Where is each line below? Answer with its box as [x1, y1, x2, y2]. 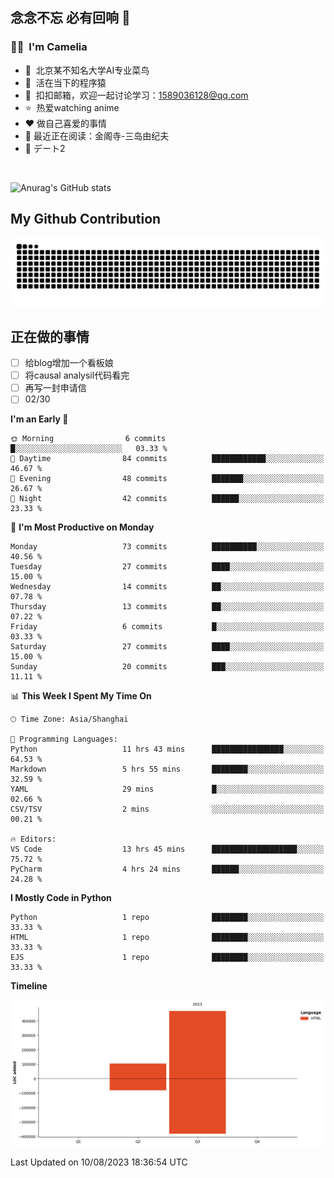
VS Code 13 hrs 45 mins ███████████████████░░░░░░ [10, 844, 325, 855]
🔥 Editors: [10, 834, 57, 845]
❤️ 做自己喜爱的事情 [24, 117, 108, 129]
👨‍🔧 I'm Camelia [10, 40, 88, 54]
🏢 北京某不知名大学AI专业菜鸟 [24, 64, 150, 76]
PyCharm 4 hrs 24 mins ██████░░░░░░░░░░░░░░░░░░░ [10, 864, 325, 875]
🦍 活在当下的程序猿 [24, 76, 107, 88]
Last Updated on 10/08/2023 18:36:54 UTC [10, 1156, 188, 1168]
